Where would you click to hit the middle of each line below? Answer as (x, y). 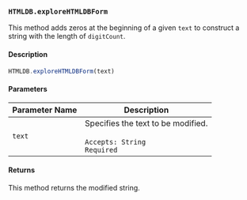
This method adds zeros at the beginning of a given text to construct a (124, 28)
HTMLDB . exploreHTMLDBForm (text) (61, 71)
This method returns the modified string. (74, 187)
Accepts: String (115, 142)
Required (101, 150)
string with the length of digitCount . (67, 36)
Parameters (28, 89)
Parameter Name (45, 110)
